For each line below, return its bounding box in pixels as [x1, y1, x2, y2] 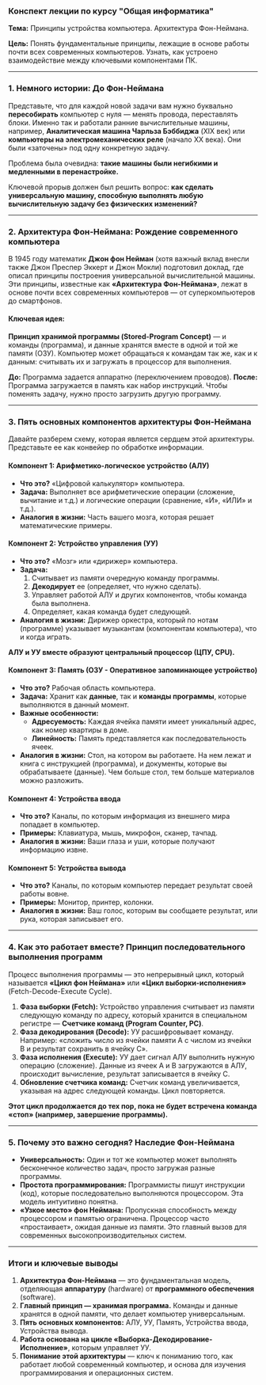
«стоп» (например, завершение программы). [8, 1109, 169, 1119]
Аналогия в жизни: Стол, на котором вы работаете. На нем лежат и [19, 751, 252, 759]
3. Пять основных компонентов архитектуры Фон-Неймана [8, 417, 252, 428]
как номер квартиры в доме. [31, 725, 130, 734]
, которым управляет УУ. [67, 1343, 152, 1353]
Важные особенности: [19, 709, 99, 717]
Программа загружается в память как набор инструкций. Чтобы [8, 381, 228, 390]
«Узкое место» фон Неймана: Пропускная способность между [19, 1205, 237, 1215]
